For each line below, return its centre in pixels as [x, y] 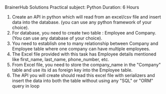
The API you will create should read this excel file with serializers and [83, 75]
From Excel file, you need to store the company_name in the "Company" [86, 65]
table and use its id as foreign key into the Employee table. [72, 70]
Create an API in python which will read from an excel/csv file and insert [87, 17]
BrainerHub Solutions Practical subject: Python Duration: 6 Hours [72, 7]
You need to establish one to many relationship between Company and [85, 43]
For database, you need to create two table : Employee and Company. [84, 33]
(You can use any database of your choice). [57, 38]
